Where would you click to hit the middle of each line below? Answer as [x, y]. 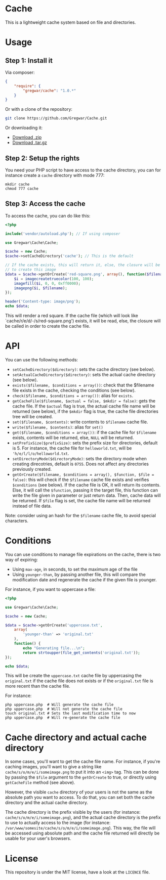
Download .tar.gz [30, 143]
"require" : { [27, 86]
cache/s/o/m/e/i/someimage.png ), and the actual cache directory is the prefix [83, 817]
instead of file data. [32, 506]
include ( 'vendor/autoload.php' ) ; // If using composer [63, 234]
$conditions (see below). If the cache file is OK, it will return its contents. [86, 485]
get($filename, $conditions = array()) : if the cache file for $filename [84, 432]
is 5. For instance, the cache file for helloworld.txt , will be [72, 448]
